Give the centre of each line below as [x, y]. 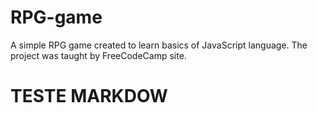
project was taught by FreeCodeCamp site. [98, 55]
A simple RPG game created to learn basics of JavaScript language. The [159, 45]
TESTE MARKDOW [89, 96]
